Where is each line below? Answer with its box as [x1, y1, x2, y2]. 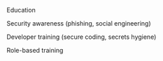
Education [6, 6, 36, 14]
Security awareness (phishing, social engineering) [6, 19, 151, 27]
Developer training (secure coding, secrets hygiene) [6, 33, 157, 41]
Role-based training [6, 46, 64, 54]
